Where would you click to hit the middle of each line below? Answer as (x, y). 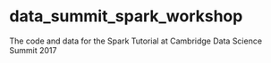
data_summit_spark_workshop (126, 16)
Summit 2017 (33, 50)
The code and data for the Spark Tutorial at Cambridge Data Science (135, 41)
